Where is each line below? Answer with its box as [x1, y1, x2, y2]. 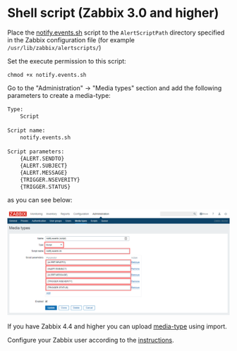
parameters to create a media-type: [7, 91, 111, 99]
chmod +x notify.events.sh [7, 71, 87, 78]
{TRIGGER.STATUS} [20, 183, 71, 190]
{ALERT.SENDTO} [20, 155, 65, 162]
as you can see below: [7, 195, 73, 204]
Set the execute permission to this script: [7, 56, 127, 65]
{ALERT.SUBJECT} [20, 162, 68, 169]
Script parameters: [7, 148, 65, 155]
